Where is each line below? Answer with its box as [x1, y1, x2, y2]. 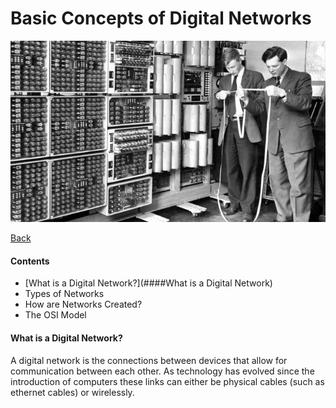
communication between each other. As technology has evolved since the [10, 365, 315, 377]
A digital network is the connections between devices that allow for [10, 354, 288, 366]
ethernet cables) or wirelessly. [10, 386, 135, 398]
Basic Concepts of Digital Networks [10, 7, 312, 30]
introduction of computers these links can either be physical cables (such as [10, 375, 325, 387]
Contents [10, 255, 50, 267]
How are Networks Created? [24, 298, 143, 311]
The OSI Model [24, 309, 87, 321]
